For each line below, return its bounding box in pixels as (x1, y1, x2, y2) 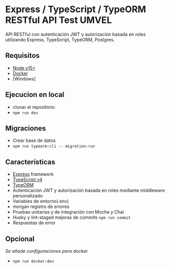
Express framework (12, 171, 54, 177)
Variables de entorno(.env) (12, 198, 69, 204)
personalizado (12, 193, 43, 199)
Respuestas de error (12, 220, 56, 226)
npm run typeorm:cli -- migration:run (12, 144, 95, 149)
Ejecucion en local (5, 91, 65, 99)
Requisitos (5, 51, 40, 60)
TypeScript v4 (12, 176, 43, 183)
